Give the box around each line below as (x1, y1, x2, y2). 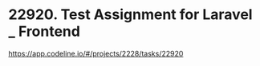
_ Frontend (8, 22, 80, 41)
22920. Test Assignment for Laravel (8, 6, 253, 24)
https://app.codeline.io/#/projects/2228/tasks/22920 (8, 49, 184, 58)
